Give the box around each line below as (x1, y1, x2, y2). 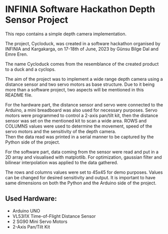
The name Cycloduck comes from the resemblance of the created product (5, 61, 159, 67)
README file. (5, 92, 33, 98)
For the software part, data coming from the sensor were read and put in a (5, 149, 159, 155)
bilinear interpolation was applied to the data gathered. (5, 159, 118, 165)
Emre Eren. (5, 51, 28, 57)
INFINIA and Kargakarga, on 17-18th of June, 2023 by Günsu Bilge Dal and (5, 46, 159, 52)
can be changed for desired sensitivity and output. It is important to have (5, 174, 156, 180)
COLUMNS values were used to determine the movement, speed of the (5, 123, 152, 129)
